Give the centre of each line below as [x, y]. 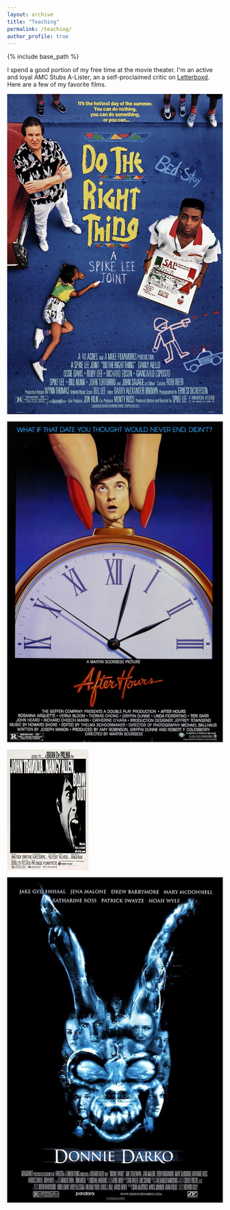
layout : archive [30, 14]
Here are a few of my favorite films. [57, 84]
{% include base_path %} [43, 57]
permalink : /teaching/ [39, 29]
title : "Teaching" [33, 22]
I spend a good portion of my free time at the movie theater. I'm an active [110, 70]
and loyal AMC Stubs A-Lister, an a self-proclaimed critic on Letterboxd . [108, 77]
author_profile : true [38, 36]
